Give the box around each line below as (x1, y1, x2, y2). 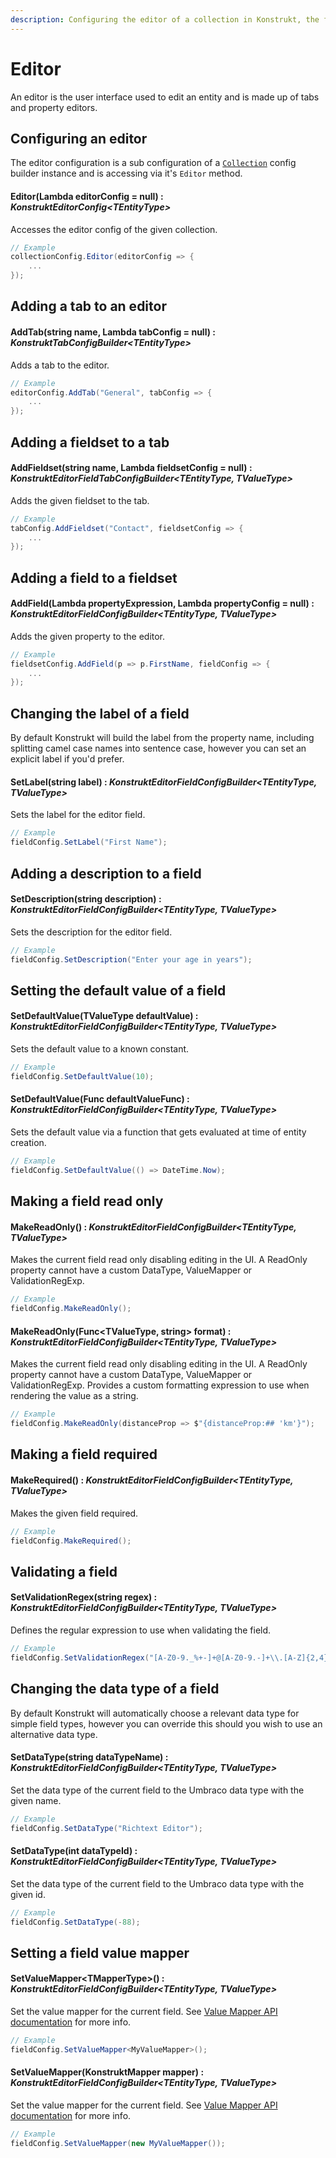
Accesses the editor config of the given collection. (10, 223, 218, 235)
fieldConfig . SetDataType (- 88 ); (10, 1917, 141, 1927)
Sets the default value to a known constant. (10, 1043, 190, 1055)
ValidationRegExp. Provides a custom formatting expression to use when (10, 1379, 310, 1391)
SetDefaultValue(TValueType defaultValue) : (10, 1010, 199, 1022)
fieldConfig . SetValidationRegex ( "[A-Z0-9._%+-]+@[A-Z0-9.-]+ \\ (10, 1652, 280, 1663)
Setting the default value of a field (10, 982, 227, 999)
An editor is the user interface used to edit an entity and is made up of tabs (10, 91, 320, 103)
